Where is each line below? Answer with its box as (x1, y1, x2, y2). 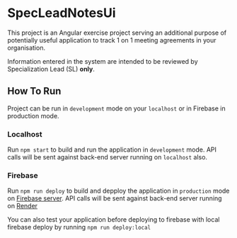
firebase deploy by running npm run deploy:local (7, 223, 151, 232)
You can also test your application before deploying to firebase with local (7, 215, 220, 224)
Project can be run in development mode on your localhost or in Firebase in (7, 104, 226, 113)
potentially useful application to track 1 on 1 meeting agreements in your (7, 35, 217, 44)
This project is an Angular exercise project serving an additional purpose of (7, 28, 227, 37)
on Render (7, 202, 37, 210)
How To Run (7, 85, 62, 97)
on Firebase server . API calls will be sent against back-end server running (7, 194, 222, 203)
